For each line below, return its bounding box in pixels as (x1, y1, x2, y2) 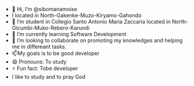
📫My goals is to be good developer (11, 50, 100, 57)
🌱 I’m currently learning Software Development (11, 31, 126, 38)
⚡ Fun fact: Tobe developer (11, 65, 78, 72)
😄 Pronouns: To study (11, 58, 67, 65)
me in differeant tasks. (11, 43, 67, 50)
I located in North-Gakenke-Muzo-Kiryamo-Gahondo (11, 12, 142, 19)
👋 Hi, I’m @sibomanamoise (11, 6, 78, 12)
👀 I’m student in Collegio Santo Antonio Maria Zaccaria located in (11, 18, 171, 25)
